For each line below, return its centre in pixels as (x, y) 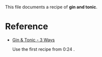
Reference (26, 27)
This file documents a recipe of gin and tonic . (51, 7)
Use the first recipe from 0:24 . (43, 49)
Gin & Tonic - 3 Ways (33, 40)
